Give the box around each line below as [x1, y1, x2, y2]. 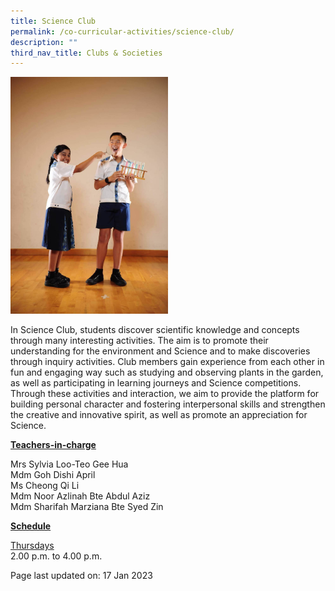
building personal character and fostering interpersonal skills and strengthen [10, 398, 326, 410]
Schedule [10, 520, 52, 532]
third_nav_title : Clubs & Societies [10, 48, 163, 58]
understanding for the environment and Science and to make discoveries [10, 345, 311, 357]
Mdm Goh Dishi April [10, 469, 96, 481]
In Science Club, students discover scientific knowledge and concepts [10, 324, 300, 336]
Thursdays [10, 540, 55, 552]
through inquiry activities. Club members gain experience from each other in [10, 356, 325, 368]
